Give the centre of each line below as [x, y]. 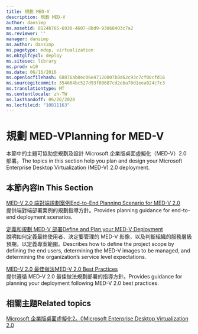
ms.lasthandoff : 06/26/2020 [41, 99]
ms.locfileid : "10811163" [38, 105]
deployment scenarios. [45, 217]
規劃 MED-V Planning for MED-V [85, 136]
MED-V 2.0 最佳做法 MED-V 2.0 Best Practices [62, 269]
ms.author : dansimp [30, 45]
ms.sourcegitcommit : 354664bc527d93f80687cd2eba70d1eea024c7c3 [86, 83]
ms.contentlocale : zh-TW [37, 94]
